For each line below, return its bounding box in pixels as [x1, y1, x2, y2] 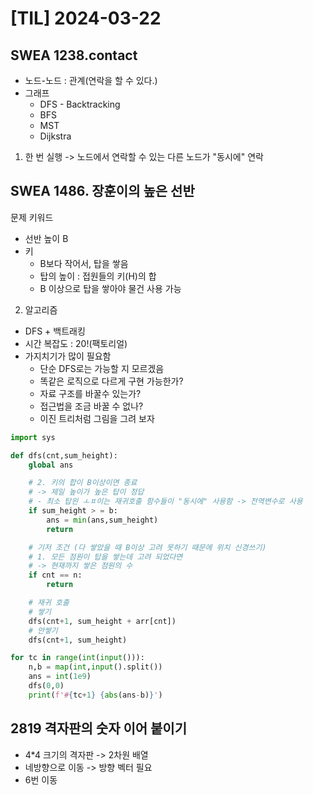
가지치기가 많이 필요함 [24, 350, 112, 362]
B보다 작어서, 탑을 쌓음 [39, 257, 129, 269]
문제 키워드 [10, 211, 54, 223]
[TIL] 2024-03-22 [10, 7, 162, 30]
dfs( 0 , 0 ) [28, 681, 65, 691]
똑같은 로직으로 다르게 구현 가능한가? [39, 375, 184, 387]
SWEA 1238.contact [10, 47, 138, 64]
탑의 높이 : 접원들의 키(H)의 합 [39, 270, 157, 282]
